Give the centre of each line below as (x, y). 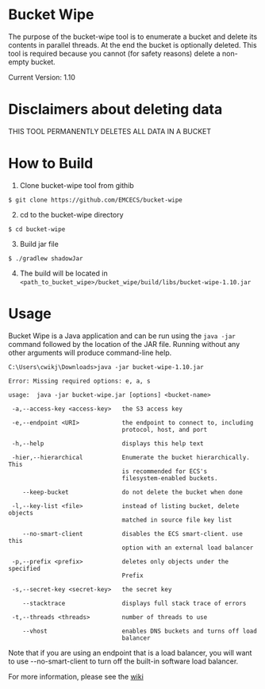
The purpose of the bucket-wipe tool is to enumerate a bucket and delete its (133, 37)
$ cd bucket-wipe (37, 229)
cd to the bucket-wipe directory (72, 214)
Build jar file (39, 244)
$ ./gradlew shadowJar (46, 258)
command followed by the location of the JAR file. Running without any (124, 344)
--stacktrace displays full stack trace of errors (134, 603)
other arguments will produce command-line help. (90, 352)
